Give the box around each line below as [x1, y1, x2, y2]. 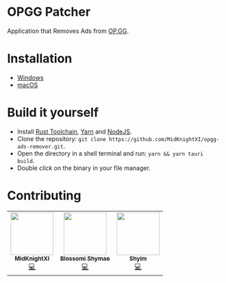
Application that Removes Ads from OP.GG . [7, 27, 129, 35]
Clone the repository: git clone [16, 134, 106, 143]
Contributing [7, 188, 81, 203]
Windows [16, 73, 44, 82]
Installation [7, 51, 73, 66]
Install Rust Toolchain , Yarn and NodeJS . [16, 127, 132, 136]
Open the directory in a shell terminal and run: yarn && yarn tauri [16, 149, 204, 158]
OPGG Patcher [7, 4, 91, 20]
